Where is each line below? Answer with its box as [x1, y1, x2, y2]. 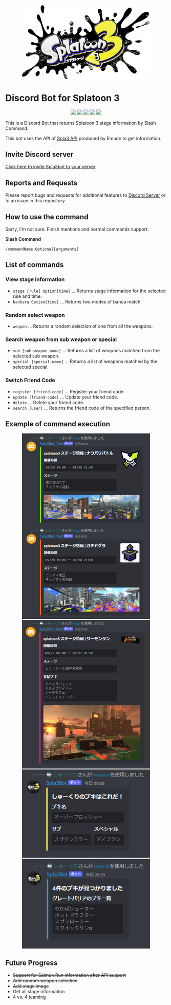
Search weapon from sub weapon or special [5, 336, 117, 343]
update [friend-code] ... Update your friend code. [12, 394, 119, 400]
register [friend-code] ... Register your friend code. [12, 388, 125, 394]
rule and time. [12, 293, 42, 299]
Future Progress [5, 958, 58, 967]
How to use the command [5, 213, 89, 221]
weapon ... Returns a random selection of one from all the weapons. [12, 323, 153, 329]
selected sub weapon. [12, 353, 60, 359]
